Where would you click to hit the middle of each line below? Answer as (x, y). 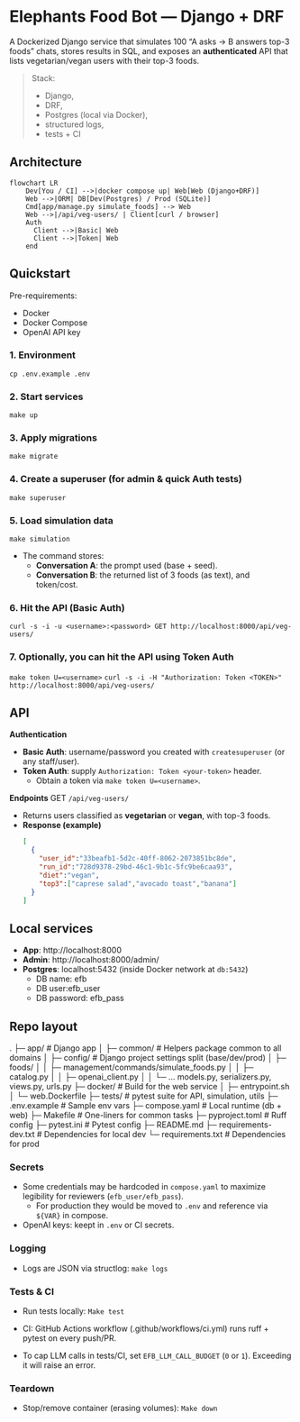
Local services (51, 929)
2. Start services (46, 397)
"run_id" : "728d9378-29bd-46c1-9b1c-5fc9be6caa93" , (136, 867)
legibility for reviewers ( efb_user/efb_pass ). (103, 1197)
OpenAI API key (51, 332)
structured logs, (74, 124)
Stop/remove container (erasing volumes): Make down (120, 1408)
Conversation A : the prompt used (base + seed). (127, 566)
